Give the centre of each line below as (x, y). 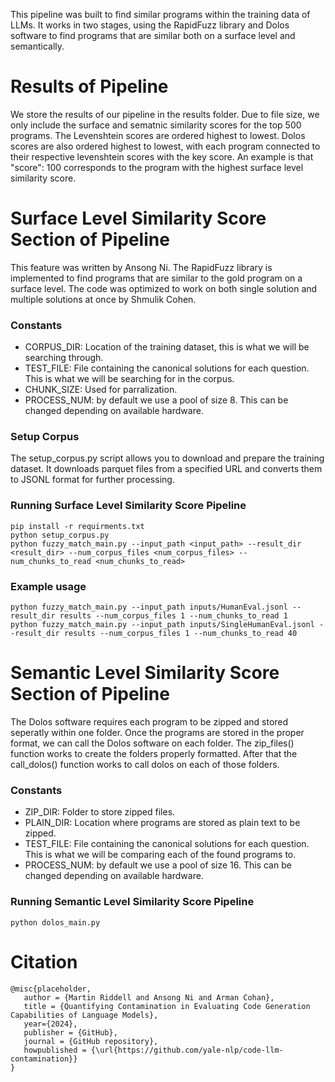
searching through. (64, 358)
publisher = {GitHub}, (70, 1032)
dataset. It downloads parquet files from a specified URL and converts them (166, 469)
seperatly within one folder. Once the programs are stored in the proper (157, 732)
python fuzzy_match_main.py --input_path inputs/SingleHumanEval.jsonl (162, 625)
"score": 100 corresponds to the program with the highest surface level (157, 167)
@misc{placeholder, (51, 989)
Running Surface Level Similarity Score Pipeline (128, 506)
